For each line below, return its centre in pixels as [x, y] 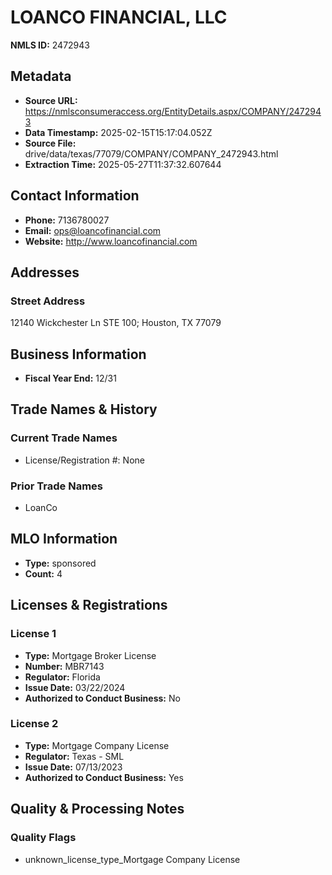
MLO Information [64, 539]
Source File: [50, 143]
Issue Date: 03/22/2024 [75, 687]
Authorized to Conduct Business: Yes [104, 777]
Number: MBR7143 [64, 666]
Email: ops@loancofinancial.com [93, 230]
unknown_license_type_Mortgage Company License [132, 859]
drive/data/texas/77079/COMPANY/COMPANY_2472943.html [151, 153]
